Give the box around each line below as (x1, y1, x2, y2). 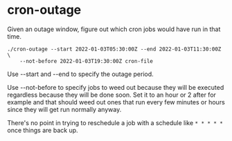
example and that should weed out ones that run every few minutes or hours (7, 97, 225, 106)
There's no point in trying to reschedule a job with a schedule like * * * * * (7, 118, 224, 126)
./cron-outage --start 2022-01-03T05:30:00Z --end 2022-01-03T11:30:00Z (7, 46, 222, 53)
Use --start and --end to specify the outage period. (7, 70, 154, 78)
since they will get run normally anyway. (7, 105, 122, 113)
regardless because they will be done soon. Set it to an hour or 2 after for (7, 91, 217, 99)
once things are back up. (7, 126, 78, 134)
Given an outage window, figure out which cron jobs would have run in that (7, 25, 221, 33)
